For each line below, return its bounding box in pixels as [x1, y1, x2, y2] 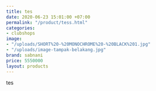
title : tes [6, 8, 33, 15]
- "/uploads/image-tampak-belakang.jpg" [6, 47, 107, 53]
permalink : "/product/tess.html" [6, 19, 88, 25]
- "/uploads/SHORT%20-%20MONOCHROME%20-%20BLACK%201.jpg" [6, 42, 151, 48]
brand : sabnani [6, 52, 43, 58]
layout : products [6, 63, 49, 69]
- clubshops [6, 31, 35, 36]
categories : [6, 25, 35, 31]
